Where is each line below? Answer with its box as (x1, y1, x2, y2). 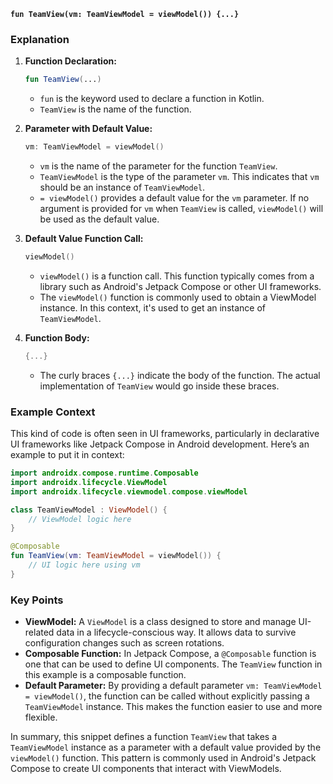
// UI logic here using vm (28, 560, 141, 570)
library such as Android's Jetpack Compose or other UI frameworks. (39, 280, 322, 292)
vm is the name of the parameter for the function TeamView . (39, 160, 278, 172)
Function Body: (24, 331, 90, 344)
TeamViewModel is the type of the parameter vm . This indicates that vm (39, 171, 320, 183)
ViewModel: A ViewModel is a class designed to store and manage (24, 616, 297, 628)
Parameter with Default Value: (24, 123, 153, 135)
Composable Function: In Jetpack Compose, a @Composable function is (24, 648, 317, 660)
